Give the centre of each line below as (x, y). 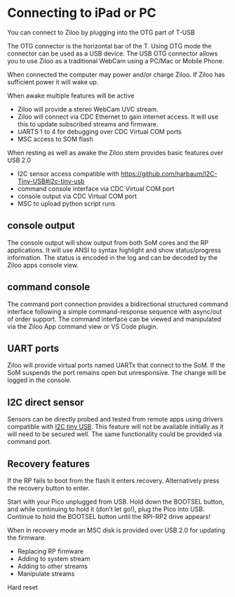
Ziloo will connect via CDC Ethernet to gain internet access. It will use (118, 117)
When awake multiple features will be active (71, 96)
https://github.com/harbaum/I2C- (169, 173)
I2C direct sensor (46, 402)
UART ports (33, 348)
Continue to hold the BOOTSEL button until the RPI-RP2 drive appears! (109, 517)
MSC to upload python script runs (66, 203)
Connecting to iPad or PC (82, 13)
